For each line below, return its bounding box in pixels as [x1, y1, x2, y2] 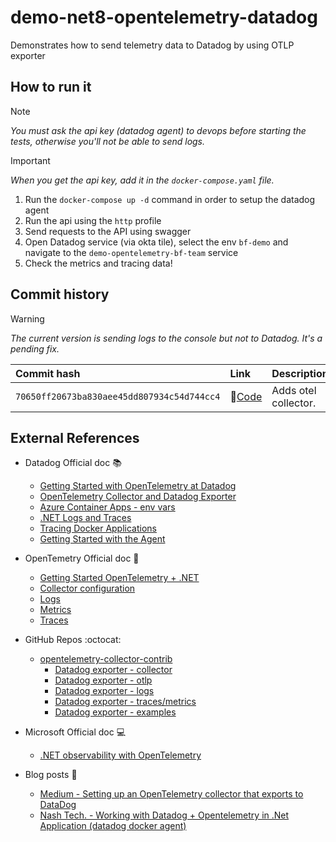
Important [10, 154, 51, 166]
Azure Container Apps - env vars [39, 501, 176, 513]
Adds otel [271, 383, 317, 397]
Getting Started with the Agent [39, 533, 166, 545]
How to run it [10, 79, 92, 96]
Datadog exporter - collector [54, 664, 173, 676]
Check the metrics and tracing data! [24, 257, 173, 269]
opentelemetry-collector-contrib [39, 653, 173, 665]
